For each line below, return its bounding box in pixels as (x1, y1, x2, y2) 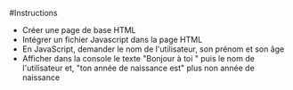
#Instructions (9, 8, 58, 18)
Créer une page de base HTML (21, 25, 136, 35)
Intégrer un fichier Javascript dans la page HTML (21, 35, 203, 45)
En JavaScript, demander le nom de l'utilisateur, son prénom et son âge (21, 44, 285, 54)
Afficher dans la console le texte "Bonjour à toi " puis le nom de (21, 53, 256, 63)
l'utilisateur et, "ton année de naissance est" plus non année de (21, 62, 256, 73)
